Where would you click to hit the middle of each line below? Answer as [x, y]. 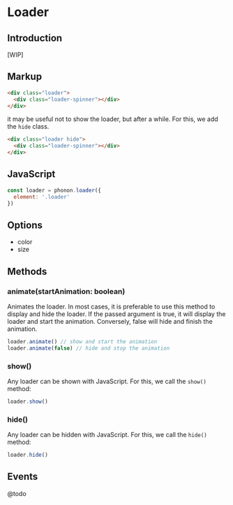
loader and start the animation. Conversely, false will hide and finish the [110, 321]
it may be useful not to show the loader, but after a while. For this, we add [113, 119]
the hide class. [28, 127]
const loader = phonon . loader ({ [54, 190]
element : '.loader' [42, 197]
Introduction [35, 38]
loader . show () [28, 402]
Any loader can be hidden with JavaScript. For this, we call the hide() [107, 435]
